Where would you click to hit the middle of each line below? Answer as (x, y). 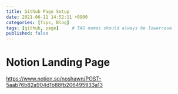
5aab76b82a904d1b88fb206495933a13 (54, 85)
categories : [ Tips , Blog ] (38, 22)
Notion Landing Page (58, 63)
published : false (27, 33)
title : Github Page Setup (38, 11)
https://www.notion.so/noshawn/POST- (54, 79)
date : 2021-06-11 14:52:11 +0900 (47, 17)
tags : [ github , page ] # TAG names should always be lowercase (89, 28)
